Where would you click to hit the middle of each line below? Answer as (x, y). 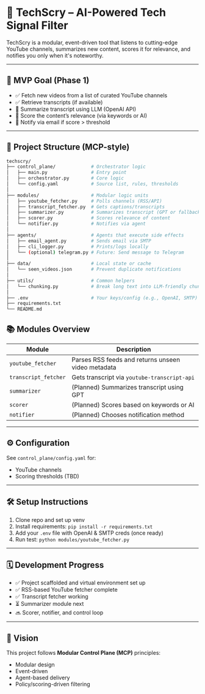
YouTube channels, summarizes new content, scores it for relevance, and (99, 49)
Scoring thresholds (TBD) (47, 476)
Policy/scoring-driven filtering (52, 684)
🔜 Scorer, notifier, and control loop (59, 613)
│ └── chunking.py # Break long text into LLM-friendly (97, 286)
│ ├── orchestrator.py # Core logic (65, 178)
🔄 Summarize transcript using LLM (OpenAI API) (76, 109)
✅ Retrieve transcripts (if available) (59, 102)
